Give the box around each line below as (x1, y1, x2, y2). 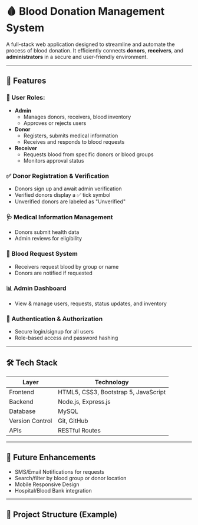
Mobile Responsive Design (14, 481, 80, 488)
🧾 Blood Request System (6, 250, 78, 258)
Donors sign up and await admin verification (14, 185, 122, 192)
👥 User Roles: (6, 94, 45, 102)
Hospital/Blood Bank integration (14, 487, 93, 494)
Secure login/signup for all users (14, 328, 94, 335)
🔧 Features (6, 76, 47, 86)
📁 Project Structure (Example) (6, 510, 118, 520)
